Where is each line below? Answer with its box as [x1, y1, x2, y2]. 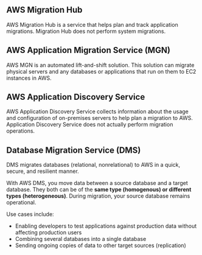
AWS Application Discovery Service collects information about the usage [6, 108, 189, 115]
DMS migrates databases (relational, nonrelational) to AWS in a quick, [6, 161, 181, 169]
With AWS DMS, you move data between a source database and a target [6, 180, 189, 187]
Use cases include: [6, 211, 54, 218]
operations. [6, 127, 35, 134]
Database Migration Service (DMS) [6, 145, 141, 155]
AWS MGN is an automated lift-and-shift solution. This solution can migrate [6, 61, 195, 69]
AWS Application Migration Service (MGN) [6, 45, 170, 55]
